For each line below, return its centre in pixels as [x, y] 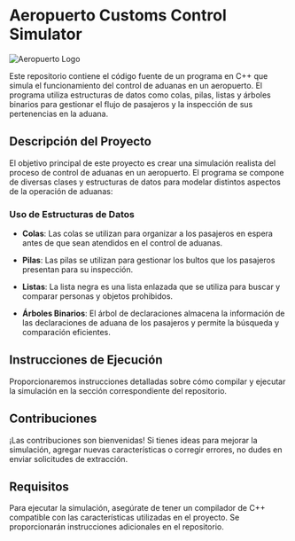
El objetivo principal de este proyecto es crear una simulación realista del [143, 163]
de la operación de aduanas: [61, 191]
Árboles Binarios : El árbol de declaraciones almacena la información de [153, 314]
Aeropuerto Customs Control [118, 16]
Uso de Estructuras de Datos [72, 214]
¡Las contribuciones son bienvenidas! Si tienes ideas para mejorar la [134, 440]
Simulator [46, 34]
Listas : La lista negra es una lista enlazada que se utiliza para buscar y [151, 287]
